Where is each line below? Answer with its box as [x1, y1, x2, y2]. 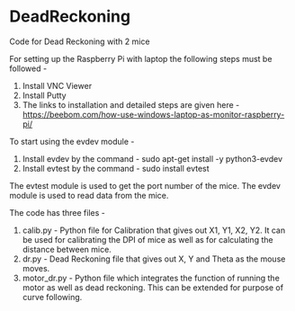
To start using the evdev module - [9, 136, 135, 147]
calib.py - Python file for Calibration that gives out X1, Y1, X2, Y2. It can [22, 225, 286, 235]
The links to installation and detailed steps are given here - [22, 99, 240, 110]
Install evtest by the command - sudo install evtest [22, 163, 210, 173]
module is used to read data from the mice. [9, 190, 169, 200]
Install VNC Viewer [22, 80, 93, 91]
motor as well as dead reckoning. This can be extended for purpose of [22, 281, 284, 293]
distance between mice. [22, 244, 112, 254]
